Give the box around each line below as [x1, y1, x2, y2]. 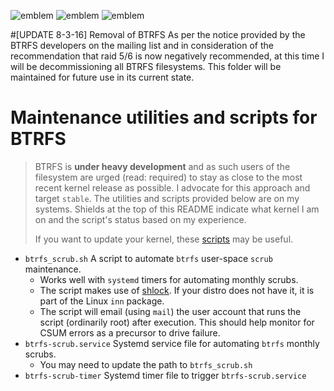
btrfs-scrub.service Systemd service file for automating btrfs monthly [24, 337, 320, 349]
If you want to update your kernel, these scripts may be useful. [34, 233, 294, 245]
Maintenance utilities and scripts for [10, 106, 318, 129]
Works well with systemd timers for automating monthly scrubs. [39, 273, 299, 285]
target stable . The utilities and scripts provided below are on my [34, 192, 300, 204]
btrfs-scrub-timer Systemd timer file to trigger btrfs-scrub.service [24, 369, 307, 381]
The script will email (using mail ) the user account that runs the [39, 305, 302, 317]
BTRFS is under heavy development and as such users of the [34, 160, 291, 172]
